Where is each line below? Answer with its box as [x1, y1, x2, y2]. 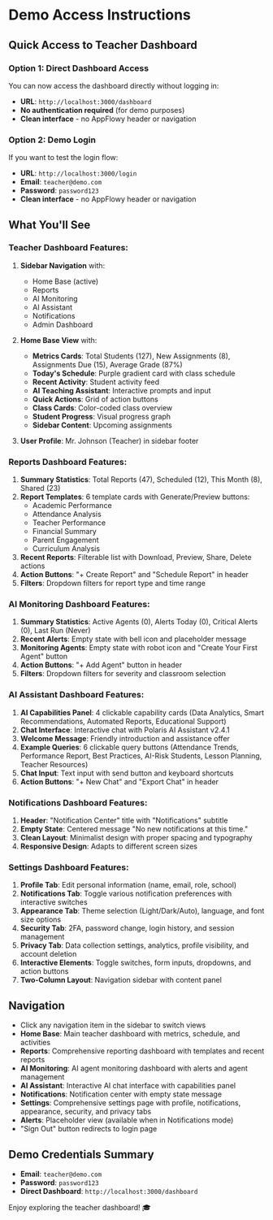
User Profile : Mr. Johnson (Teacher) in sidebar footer [19, 436, 199, 445]
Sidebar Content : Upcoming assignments [32, 420, 172, 430]
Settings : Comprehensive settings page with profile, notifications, [19, 1098, 241, 1108]
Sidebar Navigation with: [19, 260, 106, 270]
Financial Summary [32, 527, 97, 536]
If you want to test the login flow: [8, 153, 119, 163]
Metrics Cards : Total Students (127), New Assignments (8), [32, 351, 231, 361]
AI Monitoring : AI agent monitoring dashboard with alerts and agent [19, 1063, 248, 1074]
